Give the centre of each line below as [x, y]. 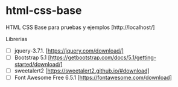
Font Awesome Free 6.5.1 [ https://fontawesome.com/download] [93, 78]
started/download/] [38, 65]
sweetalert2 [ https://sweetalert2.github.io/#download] [82, 71]
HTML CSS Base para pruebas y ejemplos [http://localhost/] [80, 27]
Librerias [17, 39]
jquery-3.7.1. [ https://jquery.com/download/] [69, 50]
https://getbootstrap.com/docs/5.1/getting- [103, 57]
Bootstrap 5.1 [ [32, 57]
